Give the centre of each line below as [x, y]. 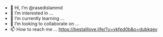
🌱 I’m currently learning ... [37, 18]
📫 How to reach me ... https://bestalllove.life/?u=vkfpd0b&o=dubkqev [84, 29]
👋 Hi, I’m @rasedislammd [36, 8]
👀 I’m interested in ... [32, 13]
